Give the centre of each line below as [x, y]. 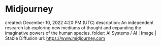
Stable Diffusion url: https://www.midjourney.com [55, 38]
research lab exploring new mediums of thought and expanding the [73, 27]
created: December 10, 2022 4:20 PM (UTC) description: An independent [79, 23]
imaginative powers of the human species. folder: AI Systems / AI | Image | [81, 33]
